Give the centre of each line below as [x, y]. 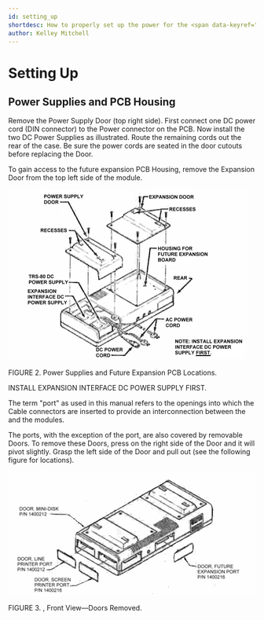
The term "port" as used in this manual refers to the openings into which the [131, 403]
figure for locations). [41, 460]
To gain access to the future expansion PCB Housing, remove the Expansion [132, 170]
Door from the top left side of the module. [75, 178]
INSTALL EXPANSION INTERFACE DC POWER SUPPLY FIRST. [107, 388]
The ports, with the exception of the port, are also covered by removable [126, 435]
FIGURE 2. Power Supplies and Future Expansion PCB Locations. [113, 372]
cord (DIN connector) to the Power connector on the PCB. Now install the [126, 129]
